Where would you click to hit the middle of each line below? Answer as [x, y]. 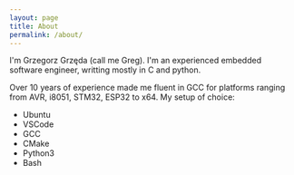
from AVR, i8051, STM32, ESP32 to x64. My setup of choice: [122, 97]
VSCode [38, 124]
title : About [34, 26]
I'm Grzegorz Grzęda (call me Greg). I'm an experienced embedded [135, 61]
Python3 [38, 153]
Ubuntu [37, 115]
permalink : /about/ [46, 34]
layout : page [34, 18]
